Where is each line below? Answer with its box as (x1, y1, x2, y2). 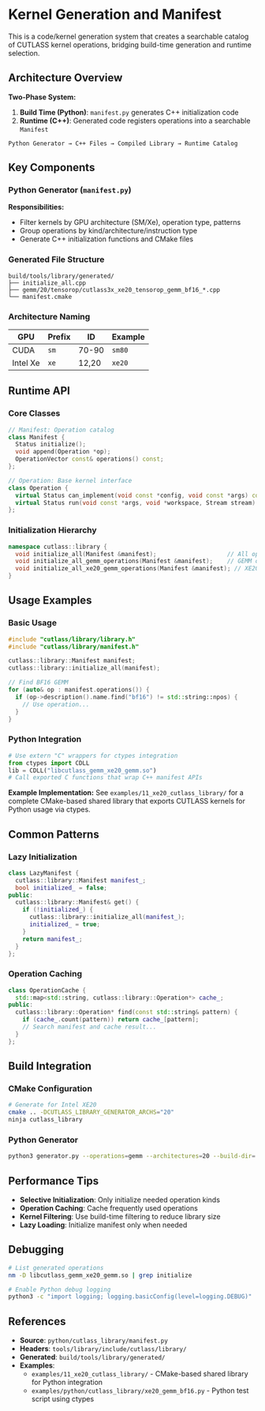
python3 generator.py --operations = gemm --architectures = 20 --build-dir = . (8, 1152, 259, 1160)
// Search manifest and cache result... (22, 1023, 157, 1031)
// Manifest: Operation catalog (8, 426, 114, 434)
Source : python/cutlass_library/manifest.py (19, 1335, 168, 1346)
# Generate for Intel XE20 (8, 1101, 97, 1109)
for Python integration (31, 1378, 103, 1387)
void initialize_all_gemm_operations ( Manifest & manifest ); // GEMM (15, 558, 252, 566)
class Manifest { (8, 433, 65, 441)
